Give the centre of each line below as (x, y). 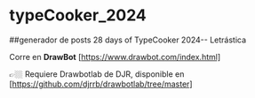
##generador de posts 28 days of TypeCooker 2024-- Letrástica (128, 40)
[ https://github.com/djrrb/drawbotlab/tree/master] (101, 84)
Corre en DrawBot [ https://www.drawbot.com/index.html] (115, 57)
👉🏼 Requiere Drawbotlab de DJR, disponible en (97, 74)
